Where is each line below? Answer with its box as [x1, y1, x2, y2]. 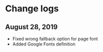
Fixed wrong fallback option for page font [12, 36, 98, 42]
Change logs [5, 3, 59, 14]
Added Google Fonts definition [12, 41, 76, 47]
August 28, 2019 [5, 23, 58, 31]
